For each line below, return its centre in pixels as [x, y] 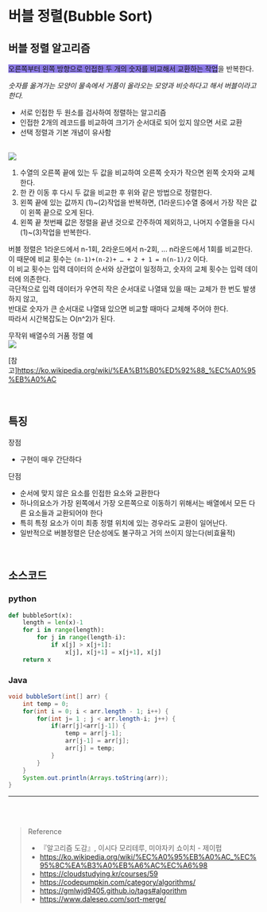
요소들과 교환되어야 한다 [66, 513]
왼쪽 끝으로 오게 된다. [61, 212]
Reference [44, 832]
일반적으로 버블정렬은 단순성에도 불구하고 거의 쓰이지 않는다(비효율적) [128, 533]
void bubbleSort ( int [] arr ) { [58, 697]
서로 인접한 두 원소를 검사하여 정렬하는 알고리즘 [93, 113]
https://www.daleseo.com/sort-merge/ [103, 899]
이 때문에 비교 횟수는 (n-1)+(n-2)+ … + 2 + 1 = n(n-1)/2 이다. [108, 259]
